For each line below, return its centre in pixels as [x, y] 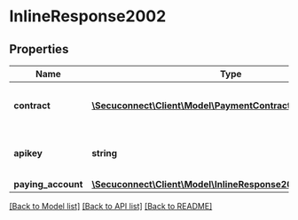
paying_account [48, 184]
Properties [39, 49]
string [105, 153]
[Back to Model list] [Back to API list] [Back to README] [111, 206]
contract [32, 106]
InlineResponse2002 [88, 16]
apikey [28, 153]
